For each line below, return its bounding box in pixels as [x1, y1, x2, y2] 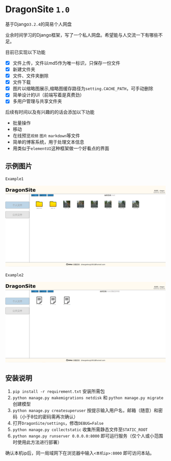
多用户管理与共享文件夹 [12, 98, 62, 104]
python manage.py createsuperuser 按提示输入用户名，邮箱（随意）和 [12, 407, 159, 413]
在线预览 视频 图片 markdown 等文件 [12, 132, 80, 139]
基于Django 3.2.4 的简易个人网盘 [5, 21, 72, 27]
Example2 [5, 273, 24, 278]
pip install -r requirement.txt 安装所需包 [12, 388, 105, 394]
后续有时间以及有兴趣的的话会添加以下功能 [5, 109, 95, 115]
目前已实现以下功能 [5, 49, 46, 55]
